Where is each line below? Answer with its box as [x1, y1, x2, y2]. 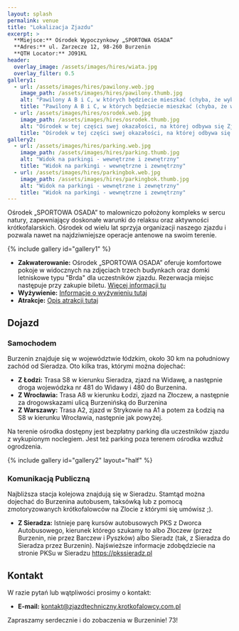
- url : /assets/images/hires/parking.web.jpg [14, 143, 152, 150]
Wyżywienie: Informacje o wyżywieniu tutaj [17, 288, 147, 297]
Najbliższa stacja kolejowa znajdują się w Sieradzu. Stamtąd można [7, 490, 205, 498]
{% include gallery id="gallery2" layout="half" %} [7, 455, 153, 464]
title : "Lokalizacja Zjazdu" [7, 23, 94, 31]
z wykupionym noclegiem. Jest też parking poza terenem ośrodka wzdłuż [7, 434, 224, 443]
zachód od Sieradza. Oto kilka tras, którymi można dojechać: [7, 362, 186, 370]
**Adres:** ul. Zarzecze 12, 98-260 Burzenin [14, 43, 152, 50]
